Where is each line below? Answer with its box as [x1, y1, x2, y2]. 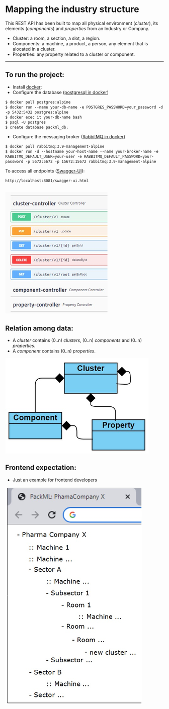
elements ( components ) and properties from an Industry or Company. [5, 25, 150, 31]
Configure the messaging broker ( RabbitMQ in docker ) [12, 133, 126, 139]
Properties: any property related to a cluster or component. [12, 51, 135, 57]
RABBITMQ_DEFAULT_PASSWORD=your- [83, 154, 154, 159]
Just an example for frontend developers [12, 477, 97, 483]
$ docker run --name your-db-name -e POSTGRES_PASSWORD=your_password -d [5, 105, 163, 110]
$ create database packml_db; [5, 125, 69, 130]
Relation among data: [5, 324, 74, 332]
